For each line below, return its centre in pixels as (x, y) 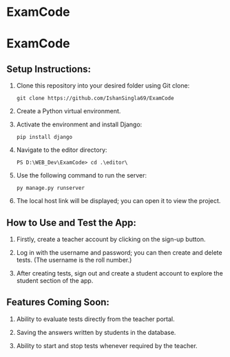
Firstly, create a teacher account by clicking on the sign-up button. (111, 239)
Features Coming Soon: (58, 302)
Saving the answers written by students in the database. (96, 332)
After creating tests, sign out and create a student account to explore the (119, 273)
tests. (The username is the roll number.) (74, 260)
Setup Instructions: (49, 69)
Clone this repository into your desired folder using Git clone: (103, 86)
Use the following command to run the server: (82, 175)
